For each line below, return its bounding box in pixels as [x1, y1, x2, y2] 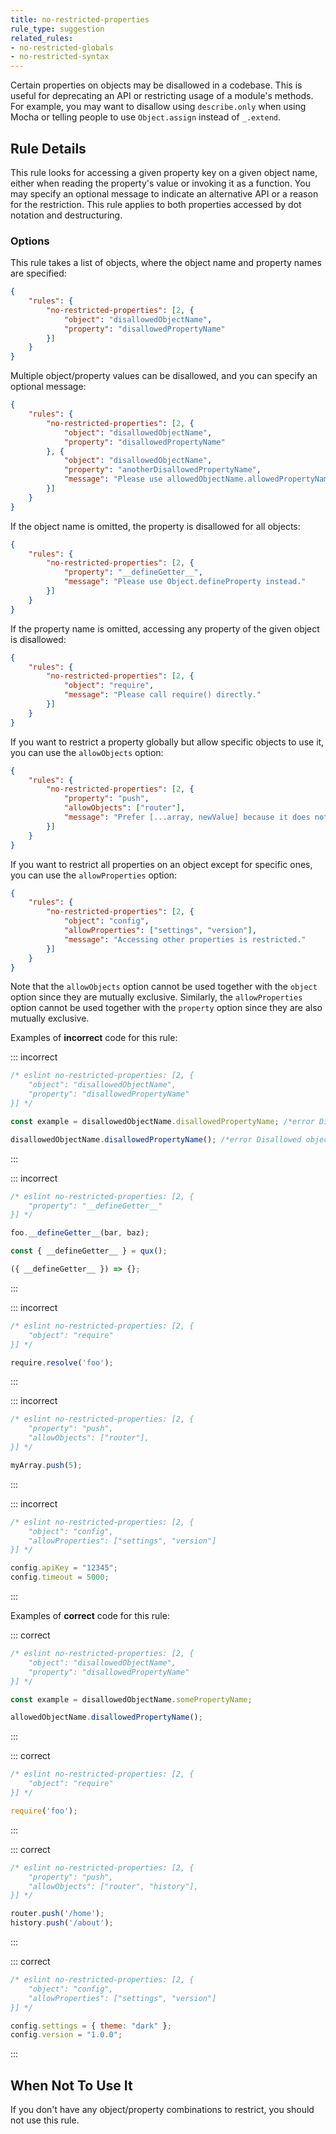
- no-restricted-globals [10, 42, 114, 53]
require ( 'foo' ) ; [10, 1806, 78, 1816]
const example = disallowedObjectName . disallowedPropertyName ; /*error [10, 1116, 315, 1126]
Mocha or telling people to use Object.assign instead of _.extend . [10, 111, 282, 123]
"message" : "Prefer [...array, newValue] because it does [63, 812, 311, 823]
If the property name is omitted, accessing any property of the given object [10, 622, 320, 635]
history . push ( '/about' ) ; [10, 1918, 114, 1928]
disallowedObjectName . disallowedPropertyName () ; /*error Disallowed [10, 1134, 302, 1145]
